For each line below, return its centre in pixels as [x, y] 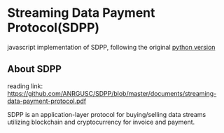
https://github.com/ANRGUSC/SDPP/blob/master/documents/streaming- [112, 93]
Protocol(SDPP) [54, 28]
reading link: [25, 86]
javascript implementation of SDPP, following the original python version [111, 47]
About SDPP [34, 69]
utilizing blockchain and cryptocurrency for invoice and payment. [101, 122]
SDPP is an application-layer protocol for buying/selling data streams [107, 114]
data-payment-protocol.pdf [47, 101]
